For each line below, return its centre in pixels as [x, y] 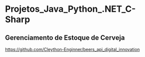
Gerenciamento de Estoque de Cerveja [65, 38]
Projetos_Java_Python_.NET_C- [70, 9]
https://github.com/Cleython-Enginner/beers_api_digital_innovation [72, 49]
